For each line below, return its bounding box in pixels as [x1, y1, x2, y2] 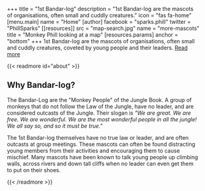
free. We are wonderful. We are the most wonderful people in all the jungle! [7, 115, 197, 123]
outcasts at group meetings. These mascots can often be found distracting [7, 140, 195, 148]
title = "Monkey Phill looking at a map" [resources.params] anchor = [7, 31, 179, 38]
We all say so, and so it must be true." [7, 122, 103, 129]
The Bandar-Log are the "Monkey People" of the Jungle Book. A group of [7, 96, 192, 103]
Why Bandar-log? [7, 80, 75, 90]
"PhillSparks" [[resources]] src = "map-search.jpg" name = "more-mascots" [7, 24, 199, 32]
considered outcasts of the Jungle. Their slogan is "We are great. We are [7, 109, 192, 117]
